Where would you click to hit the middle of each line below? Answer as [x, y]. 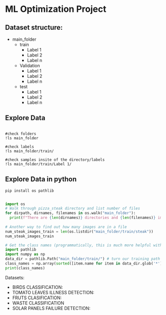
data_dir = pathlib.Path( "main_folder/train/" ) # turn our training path [83, 259]
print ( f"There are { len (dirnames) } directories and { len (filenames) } [83, 218]
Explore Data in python [41, 179]
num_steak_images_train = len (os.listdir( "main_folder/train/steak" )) [79, 231]
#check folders [21, 134]
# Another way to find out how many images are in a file [66, 227]
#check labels [20, 147]
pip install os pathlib [30, 191]
